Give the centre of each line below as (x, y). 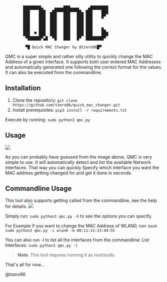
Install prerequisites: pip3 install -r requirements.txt (70, 110)
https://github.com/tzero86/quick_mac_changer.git (66, 105)
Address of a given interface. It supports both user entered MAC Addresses (83, 62)
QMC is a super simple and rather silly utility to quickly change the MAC (79, 56)
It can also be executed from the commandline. (54, 72)
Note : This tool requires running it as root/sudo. (66, 255)
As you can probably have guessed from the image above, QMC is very (79, 157)
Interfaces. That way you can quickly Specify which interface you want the (82, 167)
